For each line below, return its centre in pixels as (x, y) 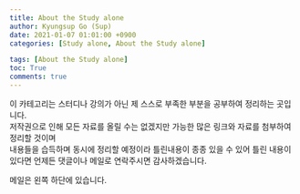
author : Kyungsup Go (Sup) (61, 26)
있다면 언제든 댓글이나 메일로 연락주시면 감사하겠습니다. (108, 160)
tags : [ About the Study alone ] (69, 60)
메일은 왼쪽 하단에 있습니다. (58, 179)
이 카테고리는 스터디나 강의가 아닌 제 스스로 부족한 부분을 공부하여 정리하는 (142, 103)
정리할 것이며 (33, 138)
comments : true (38, 77)
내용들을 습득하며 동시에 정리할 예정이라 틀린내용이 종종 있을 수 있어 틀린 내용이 (150, 149)
